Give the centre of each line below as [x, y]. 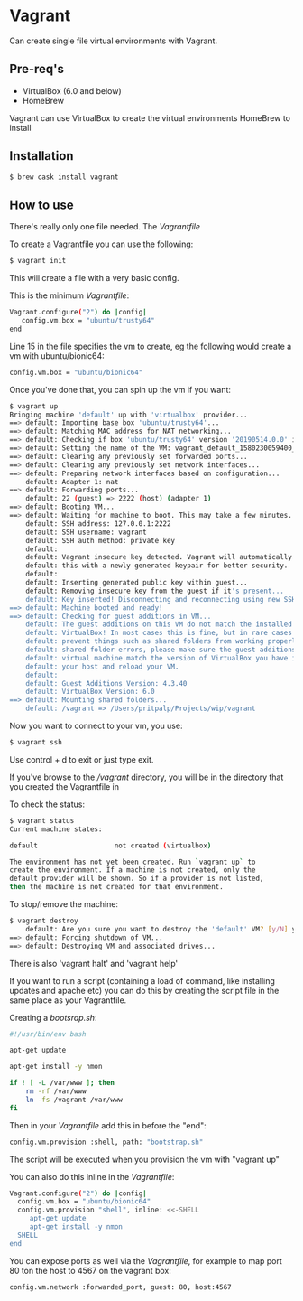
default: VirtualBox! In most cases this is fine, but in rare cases [159, 633]
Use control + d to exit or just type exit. [82, 759]
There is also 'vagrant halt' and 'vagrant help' [94, 963]
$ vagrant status [42, 820]
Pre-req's [37, 69]
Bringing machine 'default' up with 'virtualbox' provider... [129, 415]
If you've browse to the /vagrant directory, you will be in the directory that [147, 777]
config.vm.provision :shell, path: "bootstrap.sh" [106, 1142]
